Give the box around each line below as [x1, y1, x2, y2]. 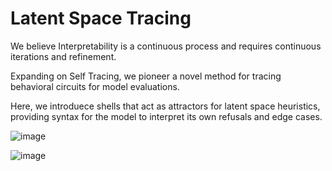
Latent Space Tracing [10, 7, 192, 30]
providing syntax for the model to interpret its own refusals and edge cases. [10, 110, 323, 122]
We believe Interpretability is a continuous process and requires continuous [10, 40, 322, 52]
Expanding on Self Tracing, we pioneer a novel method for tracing [10, 70, 282, 82]
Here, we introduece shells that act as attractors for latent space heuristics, [10, 100, 321, 112]
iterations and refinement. [10, 50, 117, 62]
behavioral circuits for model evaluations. [10, 80, 180, 92]
